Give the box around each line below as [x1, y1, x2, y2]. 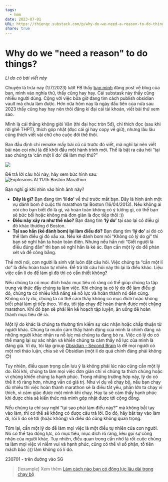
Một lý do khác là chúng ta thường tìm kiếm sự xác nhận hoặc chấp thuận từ [5, 321, 162, 327]
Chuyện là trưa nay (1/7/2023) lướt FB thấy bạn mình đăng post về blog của [5, 85, 160, 91]
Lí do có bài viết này [5, 75, 47, 81]
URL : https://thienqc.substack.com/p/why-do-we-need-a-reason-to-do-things [5, 21, 166, 27]
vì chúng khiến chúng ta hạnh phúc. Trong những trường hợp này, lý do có [5, 374, 158, 380]
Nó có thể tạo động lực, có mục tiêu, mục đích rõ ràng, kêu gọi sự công [5, 430, 152, 437]
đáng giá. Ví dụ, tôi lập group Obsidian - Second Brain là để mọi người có [5, 342, 155, 349]
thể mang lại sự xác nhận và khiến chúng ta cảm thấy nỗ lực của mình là [5, 337, 154, 343]
